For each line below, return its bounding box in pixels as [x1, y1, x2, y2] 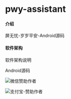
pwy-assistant [5, 3, 66, 15]
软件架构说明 [5, 57, 31, 63]
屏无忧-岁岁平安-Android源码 [5, 33, 65, 39]
